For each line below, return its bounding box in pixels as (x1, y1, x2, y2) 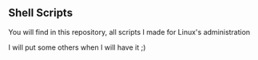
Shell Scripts (8, 6, 73, 20)
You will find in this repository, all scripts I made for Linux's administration (8, 27, 251, 36)
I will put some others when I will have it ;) (8, 43, 146, 52)
